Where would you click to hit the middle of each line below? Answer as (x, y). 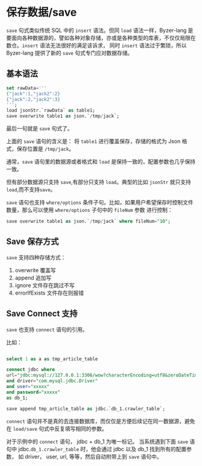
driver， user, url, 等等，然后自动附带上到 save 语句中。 (93, 456)
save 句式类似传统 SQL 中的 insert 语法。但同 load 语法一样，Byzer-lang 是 (100, 30)
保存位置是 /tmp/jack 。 (45, 149)
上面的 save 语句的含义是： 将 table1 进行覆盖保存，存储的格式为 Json (93, 141)
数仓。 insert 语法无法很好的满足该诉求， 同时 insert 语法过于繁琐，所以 (96, 45)
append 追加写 (33, 278)
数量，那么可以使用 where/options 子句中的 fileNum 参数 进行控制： (90, 210)
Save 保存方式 (32, 242)
